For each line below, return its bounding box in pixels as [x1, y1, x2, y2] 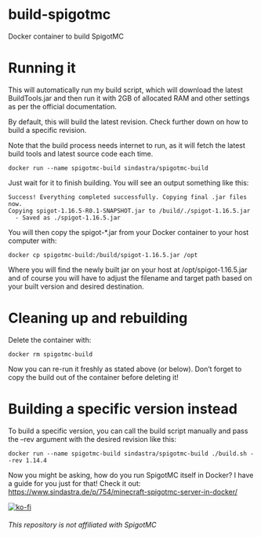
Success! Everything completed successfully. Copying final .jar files [8, 193, 247, 201]
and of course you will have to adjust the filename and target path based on [8, 273, 252, 282]
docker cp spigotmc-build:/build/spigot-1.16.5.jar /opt [8, 251, 198, 259]
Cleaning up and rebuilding [8, 309, 188, 327]
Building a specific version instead [8, 400, 237, 417]
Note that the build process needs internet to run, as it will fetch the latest [8, 140, 245, 150]
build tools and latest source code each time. [8, 149, 154, 158]
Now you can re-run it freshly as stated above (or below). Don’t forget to [8, 364, 242, 373]
